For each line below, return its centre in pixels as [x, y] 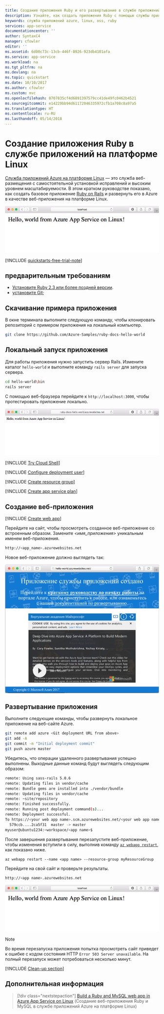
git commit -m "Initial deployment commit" [50, 744]
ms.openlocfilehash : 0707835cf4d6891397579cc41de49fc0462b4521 [71, 98]
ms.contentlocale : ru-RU [30, 114]
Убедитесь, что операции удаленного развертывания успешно [71, 758]
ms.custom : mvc [20, 93]
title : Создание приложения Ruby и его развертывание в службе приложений [83, 10]
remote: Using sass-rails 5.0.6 [38, 778]
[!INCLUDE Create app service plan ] [41, 491]
